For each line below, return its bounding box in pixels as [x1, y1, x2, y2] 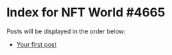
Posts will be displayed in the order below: [6, 27, 126, 35]
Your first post [16, 40, 57, 48]
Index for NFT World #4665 [6, 5, 166, 20]
